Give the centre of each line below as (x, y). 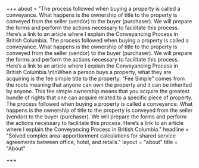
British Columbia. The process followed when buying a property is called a (97, 40)
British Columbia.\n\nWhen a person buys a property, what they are (89, 72)
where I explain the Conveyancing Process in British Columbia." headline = (98, 129)
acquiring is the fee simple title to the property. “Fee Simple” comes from (96, 78)
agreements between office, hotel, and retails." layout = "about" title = (92, 142)
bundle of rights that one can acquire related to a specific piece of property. (99, 97)
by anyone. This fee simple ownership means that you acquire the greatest (98, 91)
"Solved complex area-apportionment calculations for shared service (91, 136)
